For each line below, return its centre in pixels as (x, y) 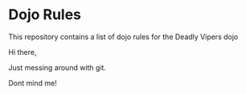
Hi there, (23, 52)
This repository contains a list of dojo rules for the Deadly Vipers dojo (123, 37)
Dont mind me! (33, 83)
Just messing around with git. (57, 67)
